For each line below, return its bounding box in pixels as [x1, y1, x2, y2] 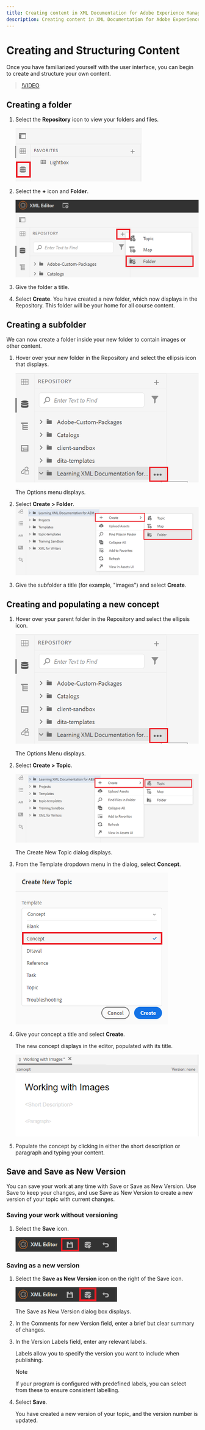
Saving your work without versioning [6, 1211, 118, 1219]
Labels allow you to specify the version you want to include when [15, 1350, 180, 1357]
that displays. [15, 361, 49, 368]
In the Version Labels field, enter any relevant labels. [15, 1338, 148, 1346]
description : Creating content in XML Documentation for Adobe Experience [6, 16, 201, 23]
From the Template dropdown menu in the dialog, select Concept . [15, 860, 181, 868]
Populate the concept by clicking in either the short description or [15, 1142, 181, 1149]
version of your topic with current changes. [6, 1195, 115, 1203]
